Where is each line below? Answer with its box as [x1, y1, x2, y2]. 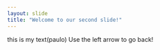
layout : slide [7, 10, 48, 17]
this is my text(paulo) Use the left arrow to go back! [7, 35, 154, 43]
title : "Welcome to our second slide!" [7, 16, 123, 23]
